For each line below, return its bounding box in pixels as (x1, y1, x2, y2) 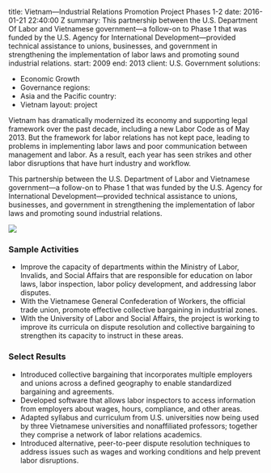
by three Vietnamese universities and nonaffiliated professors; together (19, 420, 258, 431)
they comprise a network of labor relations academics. (19, 429, 202, 439)
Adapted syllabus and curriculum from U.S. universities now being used (19, 412, 260, 422)
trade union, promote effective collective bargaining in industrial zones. (19, 305, 258, 315)
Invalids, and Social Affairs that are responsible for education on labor (19, 271, 253, 281)
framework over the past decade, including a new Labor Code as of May (8, 125, 250, 133)
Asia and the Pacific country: (19, 91, 117, 100)
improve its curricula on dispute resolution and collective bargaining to (19, 323, 256, 332)
